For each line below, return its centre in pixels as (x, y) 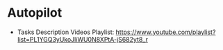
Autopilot (35, 13)
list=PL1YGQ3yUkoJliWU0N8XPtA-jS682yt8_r (82, 39)
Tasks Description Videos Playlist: (66, 32)
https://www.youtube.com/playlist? (166, 32)
